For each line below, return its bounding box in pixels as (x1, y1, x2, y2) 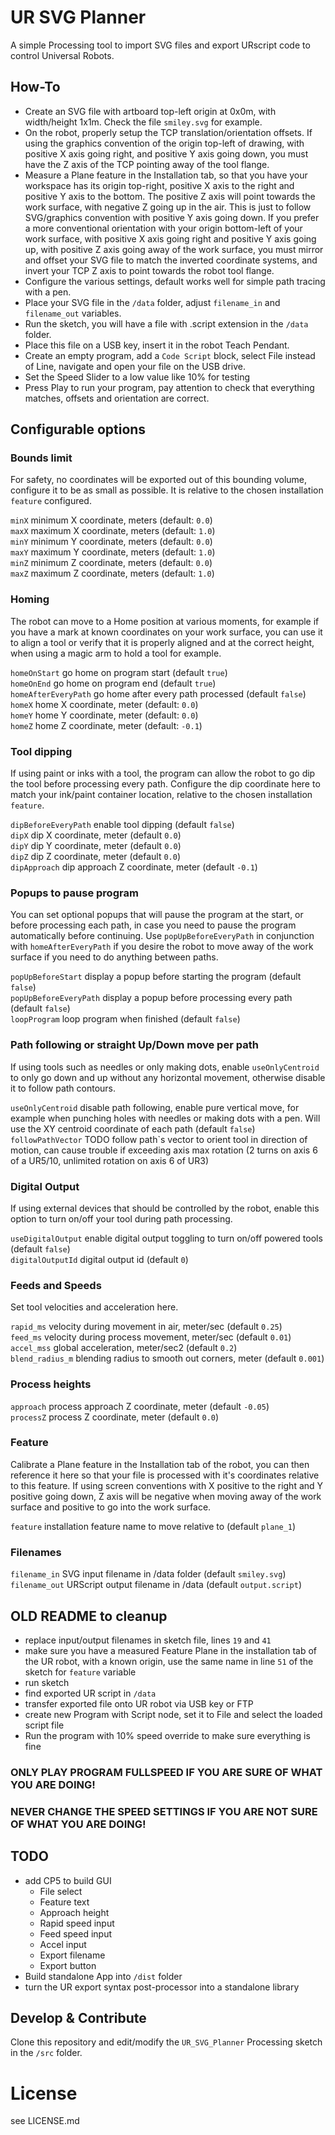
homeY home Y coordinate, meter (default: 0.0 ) (10, 709, 199, 721)
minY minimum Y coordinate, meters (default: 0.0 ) (10, 536, 213, 548)
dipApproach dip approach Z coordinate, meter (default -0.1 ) (10, 861, 258, 873)
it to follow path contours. (10, 1082, 117, 1094)
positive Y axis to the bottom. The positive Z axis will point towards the (24, 190, 316, 202)
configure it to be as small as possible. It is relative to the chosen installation (10, 484, 324, 496)
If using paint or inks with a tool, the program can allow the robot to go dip (10, 767, 316, 780)
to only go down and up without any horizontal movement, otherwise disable (10, 1071, 326, 1083)
